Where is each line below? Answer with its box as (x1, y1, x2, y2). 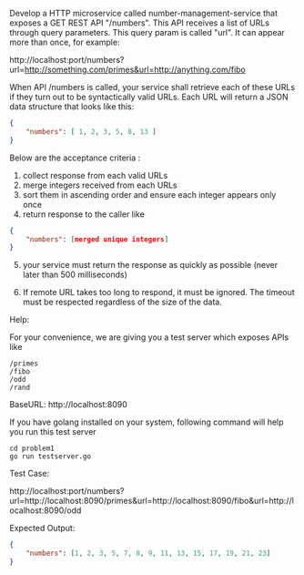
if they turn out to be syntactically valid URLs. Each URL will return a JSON (9, 91, 289, 102)
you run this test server (9, 426, 97, 437)
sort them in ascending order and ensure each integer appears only (22, 189, 277, 200)
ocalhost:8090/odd (9, 505, 82, 516)
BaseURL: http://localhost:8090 (9, 399, 127, 410)
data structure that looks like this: (9, 101, 135, 112)
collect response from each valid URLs (22, 169, 168, 180)
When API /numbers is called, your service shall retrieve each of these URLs (9, 82, 296, 92)
